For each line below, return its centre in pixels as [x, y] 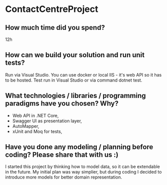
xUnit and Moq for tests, [37, 131]
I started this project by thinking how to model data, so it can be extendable [83, 167]
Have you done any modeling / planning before [79, 147]
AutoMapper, [26, 126]
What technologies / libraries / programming [76, 96]
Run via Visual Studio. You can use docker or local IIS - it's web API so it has [83, 75]
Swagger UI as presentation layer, [47, 121]
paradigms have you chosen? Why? [62, 104]
